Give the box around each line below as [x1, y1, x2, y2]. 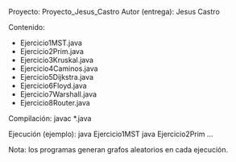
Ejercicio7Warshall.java [19, 89, 97, 99]
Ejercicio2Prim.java [19, 47, 85, 56]
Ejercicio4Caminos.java [19, 64, 98, 73]
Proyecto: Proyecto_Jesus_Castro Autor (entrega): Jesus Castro [8, 7, 220, 16]
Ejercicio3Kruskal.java [19, 56, 94, 64]
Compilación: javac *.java [8, 114, 92, 123]
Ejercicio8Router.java [19, 98, 90, 107]
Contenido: [8, 23, 46, 31]
